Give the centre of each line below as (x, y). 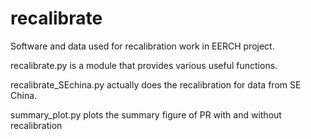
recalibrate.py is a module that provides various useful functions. (144, 65)
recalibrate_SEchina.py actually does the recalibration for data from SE (156, 84)
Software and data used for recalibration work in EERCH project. (142, 46)
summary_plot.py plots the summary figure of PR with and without (146, 114)
